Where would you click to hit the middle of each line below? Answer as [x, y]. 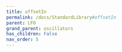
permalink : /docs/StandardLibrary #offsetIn [61, 17]
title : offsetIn [26, 12]
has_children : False [32, 34]
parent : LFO [21, 23]
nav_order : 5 [22, 39]
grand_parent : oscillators [40, 28]
